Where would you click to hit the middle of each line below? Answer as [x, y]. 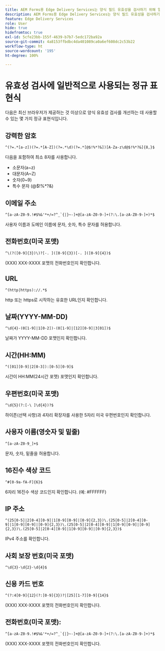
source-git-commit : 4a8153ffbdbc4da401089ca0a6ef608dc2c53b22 [70, 42]
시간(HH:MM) [25, 355]
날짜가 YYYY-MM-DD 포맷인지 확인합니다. [46, 338]
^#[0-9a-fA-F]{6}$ [24, 482]
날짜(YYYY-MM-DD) [36, 316]
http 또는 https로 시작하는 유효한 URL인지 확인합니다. [56, 300]
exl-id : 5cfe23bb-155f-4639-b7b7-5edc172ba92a [54, 37]
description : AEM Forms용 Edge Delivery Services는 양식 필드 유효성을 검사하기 [82, 14]
